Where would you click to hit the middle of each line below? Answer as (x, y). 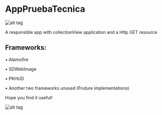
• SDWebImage (21, 69)
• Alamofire (17, 59)
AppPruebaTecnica (45, 9)
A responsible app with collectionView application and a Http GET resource (81, 32)
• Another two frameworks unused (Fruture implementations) (67, 88)
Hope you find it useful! (29, 97)
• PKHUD (15, 78)
